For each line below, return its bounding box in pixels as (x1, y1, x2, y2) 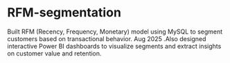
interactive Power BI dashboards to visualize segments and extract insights (7, 42, 222, 50)
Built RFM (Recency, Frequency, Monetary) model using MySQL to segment (7, 27, 223, 36)
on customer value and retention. (7, 49, 102, 58)
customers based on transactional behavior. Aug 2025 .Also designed (7, 34, 206, 42)
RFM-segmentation (7, 5, 121, 21)
